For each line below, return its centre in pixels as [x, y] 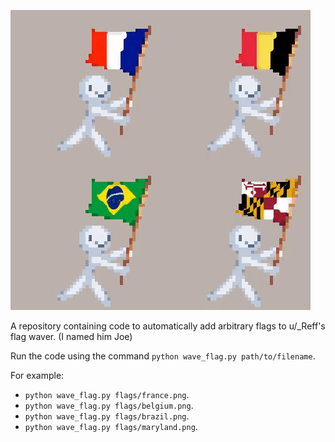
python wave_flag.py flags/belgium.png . [109, 405]
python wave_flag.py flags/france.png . [107, 394]
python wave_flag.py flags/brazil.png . [107, 416]
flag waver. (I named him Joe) [71, 336]
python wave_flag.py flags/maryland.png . [111, 426]
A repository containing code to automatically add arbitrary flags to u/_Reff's [168, 326]
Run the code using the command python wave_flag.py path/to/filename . [163, 356]
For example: [37, 375]
